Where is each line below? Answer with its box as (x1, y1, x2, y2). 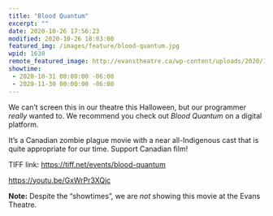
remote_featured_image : (8, 58, 89, 66)
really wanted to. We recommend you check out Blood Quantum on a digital (8, 110, 262, 120)
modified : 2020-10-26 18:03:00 (8, 34, 115, 43)
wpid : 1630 (8, 50, 45, 58)
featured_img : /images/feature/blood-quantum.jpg (8, 42, 180, 50)
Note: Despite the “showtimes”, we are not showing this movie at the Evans (8, 191, 261, 201)
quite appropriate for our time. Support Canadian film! (8, 144, 188, 153)
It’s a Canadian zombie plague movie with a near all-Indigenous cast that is (8, 135, 259, 145)
